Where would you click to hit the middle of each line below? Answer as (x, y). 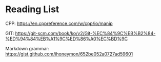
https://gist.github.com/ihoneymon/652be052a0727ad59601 (69, 54)
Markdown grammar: (27, 48)
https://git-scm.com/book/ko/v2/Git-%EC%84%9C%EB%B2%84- (85, 33)
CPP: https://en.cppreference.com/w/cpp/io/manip (59, 23)
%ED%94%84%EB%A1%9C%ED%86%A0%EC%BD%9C (67, 39)
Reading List (32, 9)
